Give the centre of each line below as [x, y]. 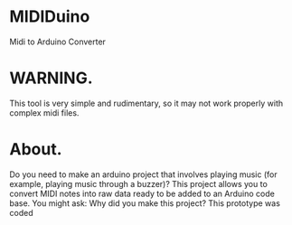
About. [36, 150]
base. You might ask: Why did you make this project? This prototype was [145, 203]
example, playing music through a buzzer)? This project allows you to [139, 183]
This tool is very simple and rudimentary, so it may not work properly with [146, 103]
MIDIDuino [50, 17]
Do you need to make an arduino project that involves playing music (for [143, 174]
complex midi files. [44, 112]
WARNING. [51, 78]
